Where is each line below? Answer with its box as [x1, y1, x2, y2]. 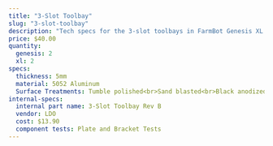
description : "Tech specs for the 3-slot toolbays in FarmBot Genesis [8, 27, 253, 35]
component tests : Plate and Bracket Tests [15, 125, 162, 133]
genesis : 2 [15, 49, 53, 58]
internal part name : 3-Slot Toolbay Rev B [15, 102, 162, 110]
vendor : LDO [15, 110, 57, 118]
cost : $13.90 [15, 118, 60, 126]
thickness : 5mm [15, 72, 67, 80]
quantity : [8, 42, 42, 50]
